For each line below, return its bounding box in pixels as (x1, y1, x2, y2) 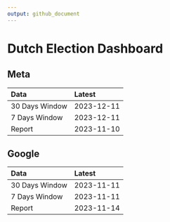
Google (7, 148, 40, 160)
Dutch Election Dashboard (7, 40, 164, 56)
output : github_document (7, 10, 80, 18)
